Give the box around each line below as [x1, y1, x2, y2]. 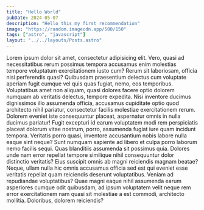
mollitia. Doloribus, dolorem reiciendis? [6, 197, 104, 204]
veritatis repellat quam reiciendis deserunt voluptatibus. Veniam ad [6, 171, 174, 178]
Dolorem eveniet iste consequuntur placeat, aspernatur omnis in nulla [6, 112, 181, 120]
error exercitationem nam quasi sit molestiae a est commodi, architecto [6, 190, 185, 197]
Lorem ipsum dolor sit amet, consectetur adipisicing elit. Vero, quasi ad [6, 54, 185, 61]
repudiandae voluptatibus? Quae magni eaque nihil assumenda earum [6, 178, 181, 184]
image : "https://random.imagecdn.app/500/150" [6, 26, 127, 32]
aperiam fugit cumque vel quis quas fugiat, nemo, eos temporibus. [6, 80, 174, 87]
